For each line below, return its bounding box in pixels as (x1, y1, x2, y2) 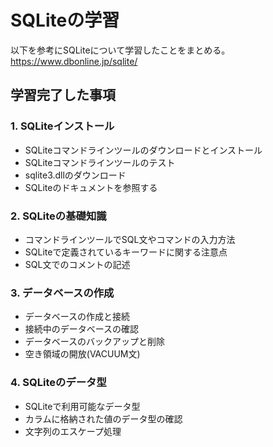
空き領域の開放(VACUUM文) (24, 348, 141, 360)
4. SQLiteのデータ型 (10, 376, 107, 390)
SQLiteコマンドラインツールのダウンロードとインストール (24, 144, 263, 156)
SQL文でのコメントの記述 (24, 258, 131, 270)
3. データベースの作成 (10, 286, 115, 300)
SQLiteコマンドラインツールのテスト (24, 156, 176, 168)
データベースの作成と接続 (24, 311, 131, 323)
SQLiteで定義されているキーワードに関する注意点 (24, 246, 228, 258)
